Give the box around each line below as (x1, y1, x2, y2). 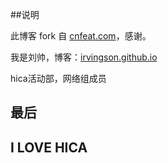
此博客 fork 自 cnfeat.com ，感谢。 (10, 30, 152, 42)
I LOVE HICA (10, 139, 88, 156)
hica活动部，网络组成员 (10, 73, 107, 84)
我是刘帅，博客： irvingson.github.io (10, 51, 158, 63)
